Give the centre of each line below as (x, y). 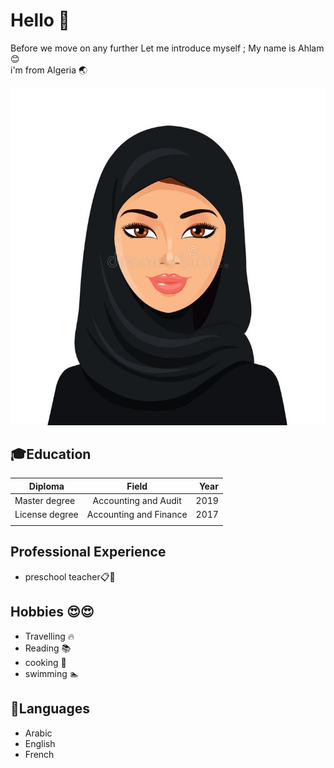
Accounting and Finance (137, 515)
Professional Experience (88, 552)
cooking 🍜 (45, 662)
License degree (46, 515)
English (40, 743)
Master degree (45, 501)
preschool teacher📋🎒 (70, 576)
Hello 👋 (40, 20)
